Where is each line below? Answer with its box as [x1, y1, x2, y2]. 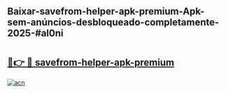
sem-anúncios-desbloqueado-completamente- [7, 17, 220, 29]
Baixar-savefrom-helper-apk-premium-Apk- [7, 6, 205, 17]
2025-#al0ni [7, 27, 64, 39]
